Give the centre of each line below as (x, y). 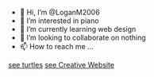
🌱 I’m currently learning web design (78, 29)
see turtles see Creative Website (62, 65)
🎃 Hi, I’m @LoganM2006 (60, 12)
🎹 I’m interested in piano (59, 21)
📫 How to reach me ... (56, 46)
